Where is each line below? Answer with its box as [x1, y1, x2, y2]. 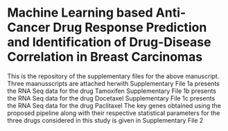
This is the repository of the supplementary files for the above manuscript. [7, 71, 220, 80]
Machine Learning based [7, 5, 154, 21]
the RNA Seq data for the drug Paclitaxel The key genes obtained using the [7, 101, 222, 110]
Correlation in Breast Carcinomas [7, 49, 203, 65]
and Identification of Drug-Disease [7, 35, 211, 50]
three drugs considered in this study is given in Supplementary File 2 [7, 116, 204, 124]
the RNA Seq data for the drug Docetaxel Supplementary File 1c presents [7, 94, 216, 102]
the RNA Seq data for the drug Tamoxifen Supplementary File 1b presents [7, 87, 217, 95]
